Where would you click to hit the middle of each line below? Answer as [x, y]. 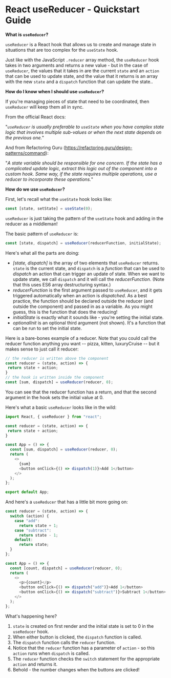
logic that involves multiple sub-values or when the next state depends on [83, 132]
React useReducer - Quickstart [72, 9]
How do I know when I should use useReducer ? [55, 91]
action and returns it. [35, 664]
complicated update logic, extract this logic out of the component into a [81, 168]
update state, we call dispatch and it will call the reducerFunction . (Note [89, 279]
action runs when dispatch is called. [51, 653]
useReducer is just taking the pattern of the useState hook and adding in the [84, 218]
